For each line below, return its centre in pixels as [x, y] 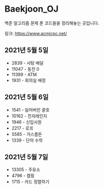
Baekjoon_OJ [32, 9]
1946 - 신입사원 [26, 122]
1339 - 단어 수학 [27, 140]
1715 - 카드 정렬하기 [30, 182]
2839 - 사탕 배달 [28, 63]
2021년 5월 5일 [26, 50]
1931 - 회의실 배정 [29, 80]
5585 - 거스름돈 [27, 134]
